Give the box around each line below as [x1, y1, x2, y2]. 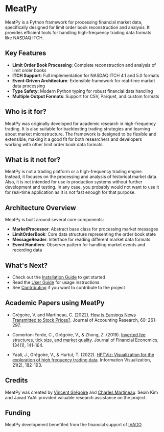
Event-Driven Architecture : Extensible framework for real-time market [12, 77, 155, 83]
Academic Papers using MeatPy [5, 299, 105, 307]
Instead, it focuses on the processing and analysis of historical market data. [5, 174, 158, 179]
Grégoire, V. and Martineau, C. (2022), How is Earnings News [12, 312, 136, 318]
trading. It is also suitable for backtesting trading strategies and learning [5, 126, 150, 131]
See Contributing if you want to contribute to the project [12, 285, 125, 290]
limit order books [12, 67, 47, 73]
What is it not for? [5, 155, 61, 164]
